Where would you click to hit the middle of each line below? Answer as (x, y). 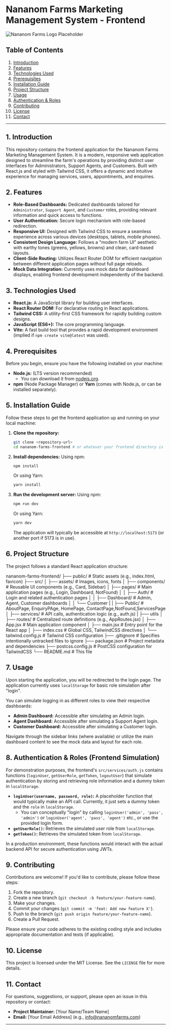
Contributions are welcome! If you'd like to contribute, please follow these (83, 877)
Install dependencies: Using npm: (49, 457)
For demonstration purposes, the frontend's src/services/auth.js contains (84, 770)
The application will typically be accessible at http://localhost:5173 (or (89, 533)
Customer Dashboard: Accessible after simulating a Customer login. (85, 726)
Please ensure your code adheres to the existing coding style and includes (84, 929)
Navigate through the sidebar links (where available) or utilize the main (80, 736)
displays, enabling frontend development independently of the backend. (89, 275)
